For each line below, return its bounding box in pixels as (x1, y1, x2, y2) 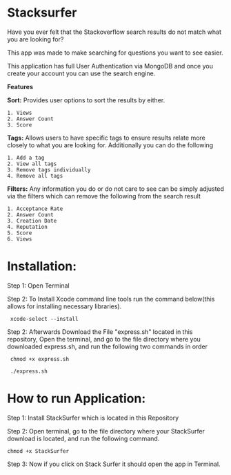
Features (7, 82, 33, 91)
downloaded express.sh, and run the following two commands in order (7, 342, 208, 351)
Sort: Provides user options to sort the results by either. (7, 95, 165, 104)
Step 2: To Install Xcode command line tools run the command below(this (7, 295, 215, 303)
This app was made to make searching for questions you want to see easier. (7, 48, 223, 57)
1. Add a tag (7, 154, 45, 161)
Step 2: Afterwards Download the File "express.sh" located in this (7, 327, 193, 336)
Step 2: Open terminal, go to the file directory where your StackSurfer (7, 427, 205, 435)
